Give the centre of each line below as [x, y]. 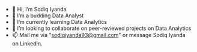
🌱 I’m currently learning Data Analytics [59, 22]
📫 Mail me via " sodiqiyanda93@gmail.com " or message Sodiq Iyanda [98, 35]
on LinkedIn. [27, 44]
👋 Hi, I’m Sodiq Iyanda [39, 9]
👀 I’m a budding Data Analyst [48, 16]
